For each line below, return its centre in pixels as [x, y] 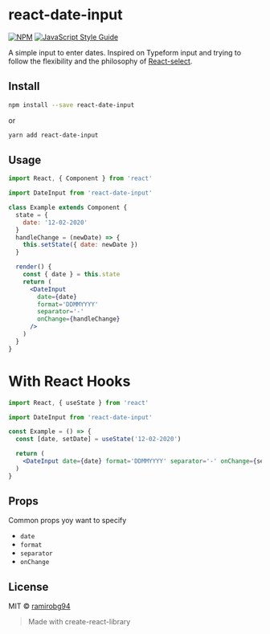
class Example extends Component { [68, 208]
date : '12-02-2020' [55, 223]
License [29, 587]
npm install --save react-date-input [72, 105]
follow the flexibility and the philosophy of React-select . [100, 61]
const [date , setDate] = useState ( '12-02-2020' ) [98, 440]
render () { [34, 267]
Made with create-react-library [79, 622]
